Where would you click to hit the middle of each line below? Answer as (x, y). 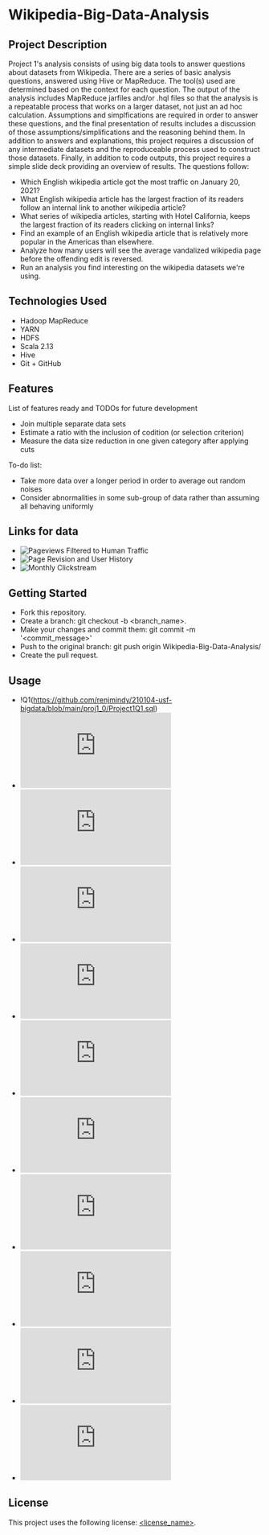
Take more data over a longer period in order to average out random (132, 480)
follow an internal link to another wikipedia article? (103, 208)
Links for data (43, 531)
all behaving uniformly (57, 506)
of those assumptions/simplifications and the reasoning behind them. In (127, 132)
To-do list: (25, 465)
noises (31, 489)
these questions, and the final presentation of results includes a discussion (132, 123)
